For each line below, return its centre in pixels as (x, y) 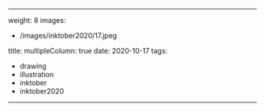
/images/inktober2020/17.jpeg (68, 35)
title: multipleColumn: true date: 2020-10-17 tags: (88, 51)
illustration (36, 74)
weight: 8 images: (37, 20)
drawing (33, 66)
